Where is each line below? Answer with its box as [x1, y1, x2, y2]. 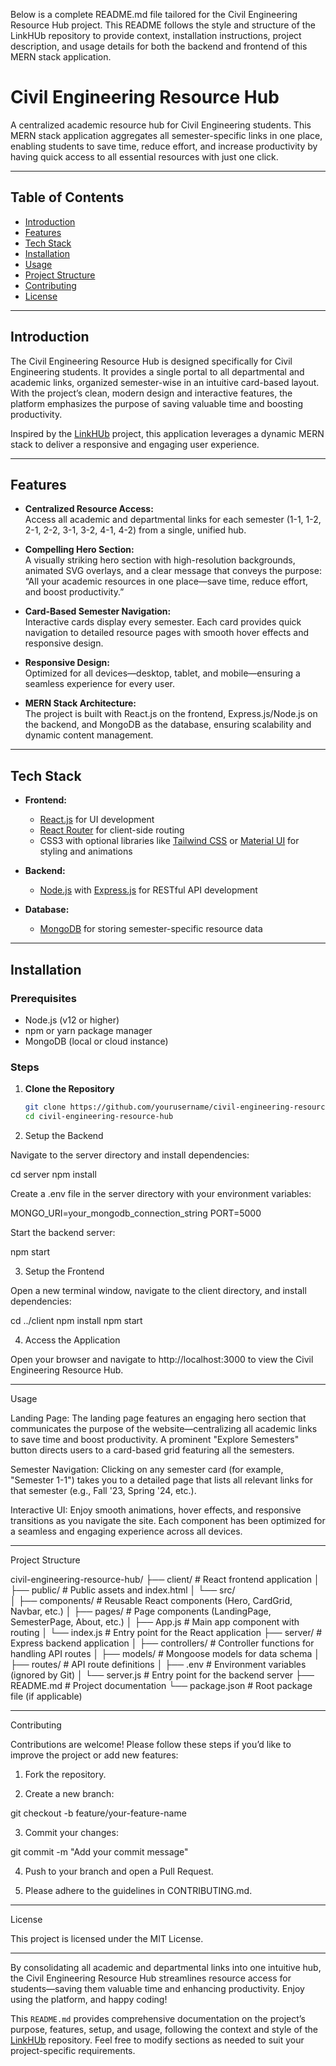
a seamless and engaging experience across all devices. [10, 1525, 243, 1537]
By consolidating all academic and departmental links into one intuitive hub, [10, 1961, 322, 1973]
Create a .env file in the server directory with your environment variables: [10, 1187, 312, 1199]
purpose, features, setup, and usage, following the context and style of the [10, 2023, 318, 2035]
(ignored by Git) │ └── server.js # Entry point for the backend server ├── [10, 1669, 315, 1681]
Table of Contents [10, 189, 125, 206]
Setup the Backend [24, 1129, 104, 1141]
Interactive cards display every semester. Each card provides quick [24, 616, 302, 628]
